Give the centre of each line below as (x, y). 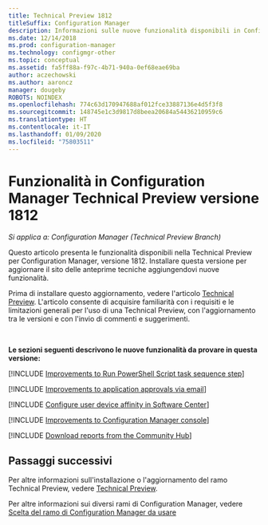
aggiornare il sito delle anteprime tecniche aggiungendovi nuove (114, 270)
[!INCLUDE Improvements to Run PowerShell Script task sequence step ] (126, 374)
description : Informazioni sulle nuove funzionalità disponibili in (124, 30)
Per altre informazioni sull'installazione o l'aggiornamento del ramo (118, 480)
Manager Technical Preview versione (134, 198)
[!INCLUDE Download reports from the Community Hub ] (100, 436)
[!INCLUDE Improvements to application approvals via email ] (108, 389)
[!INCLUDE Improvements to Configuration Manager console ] (109, 420)
